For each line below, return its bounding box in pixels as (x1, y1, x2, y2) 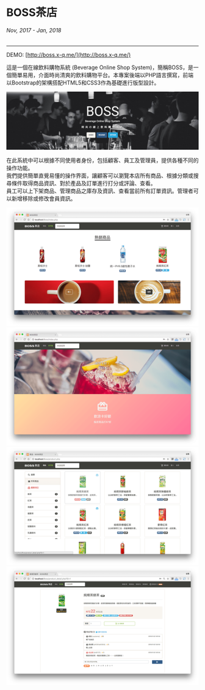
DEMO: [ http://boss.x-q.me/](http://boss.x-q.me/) (6, 51, 131, 59)
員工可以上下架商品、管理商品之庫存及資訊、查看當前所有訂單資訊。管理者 (6, 187, 193, 195)
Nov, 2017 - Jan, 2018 (6, 26, 62, 34)
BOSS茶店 (6, 6, 57, 20)
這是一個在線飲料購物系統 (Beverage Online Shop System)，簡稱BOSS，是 (6, 64, 194, 71)
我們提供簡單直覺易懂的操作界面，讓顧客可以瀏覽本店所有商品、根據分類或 (6, 172, 193, 179)
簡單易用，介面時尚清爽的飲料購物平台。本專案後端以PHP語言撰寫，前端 (11, 72, 194, 79)
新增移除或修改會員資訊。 (11, 195, 76, 202)
